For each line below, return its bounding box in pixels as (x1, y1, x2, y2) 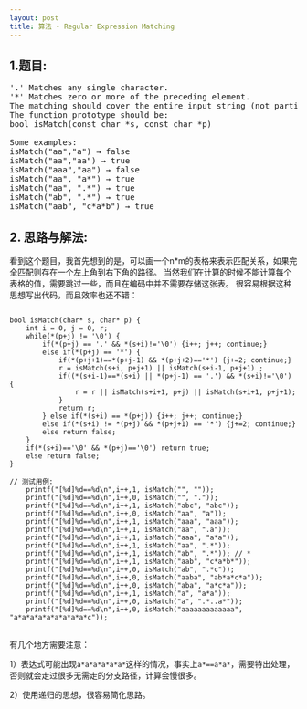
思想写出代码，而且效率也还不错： (9, 289, 138, 301)
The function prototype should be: (9, 110, 169, 120)
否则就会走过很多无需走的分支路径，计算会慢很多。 (9, 670, 202, 681)
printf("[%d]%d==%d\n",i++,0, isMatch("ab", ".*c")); (26, 565, 235, 575)
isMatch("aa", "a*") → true (9, 174, 135, 184)
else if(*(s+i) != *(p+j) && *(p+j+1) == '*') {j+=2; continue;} (42, 420, 297, 429)
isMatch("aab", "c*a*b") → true (9, 202, 154, 212)
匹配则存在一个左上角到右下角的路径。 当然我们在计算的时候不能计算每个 (16, 266, 292, 278)
